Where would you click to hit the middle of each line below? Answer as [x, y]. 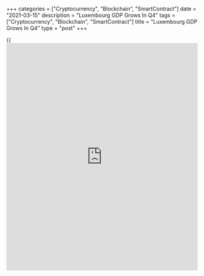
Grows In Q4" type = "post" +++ [47, 28]
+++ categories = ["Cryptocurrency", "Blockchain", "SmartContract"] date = [101, 9]
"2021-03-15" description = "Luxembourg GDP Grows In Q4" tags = [91, 15]
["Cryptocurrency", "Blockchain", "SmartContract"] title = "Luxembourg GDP [102, 22]
